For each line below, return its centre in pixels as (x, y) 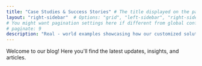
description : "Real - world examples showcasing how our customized (94, 34)
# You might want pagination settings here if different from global (95, 23)
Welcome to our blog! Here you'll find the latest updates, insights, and (93, 51)
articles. (16, 58)
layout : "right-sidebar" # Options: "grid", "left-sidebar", (86, 17)
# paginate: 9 (24, 28)
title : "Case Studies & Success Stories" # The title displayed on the (98, 12)
